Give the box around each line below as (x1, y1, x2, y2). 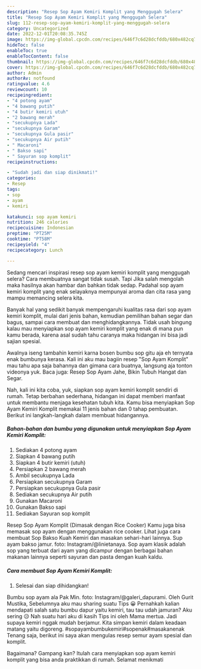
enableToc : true (7, 48, 47, 54)
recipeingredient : (7, 92, 52, 98)
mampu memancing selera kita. (7, 294, 84, 301)
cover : (7, 64, 23, 71)
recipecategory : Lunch (7, 247, 63, 253)
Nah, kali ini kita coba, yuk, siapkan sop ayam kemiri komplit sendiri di (7, 386, 178, 393)
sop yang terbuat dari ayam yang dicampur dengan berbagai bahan (7, 547, 173, 554)
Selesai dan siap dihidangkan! (15, 582, 89, 589)
